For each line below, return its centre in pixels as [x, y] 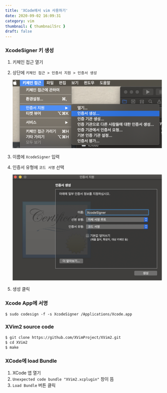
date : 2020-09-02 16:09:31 [33, 16]
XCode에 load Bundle [31, 361]
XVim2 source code [30, 327]
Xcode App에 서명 [27, 303]
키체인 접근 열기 [28, 62]
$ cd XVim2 [16, 343]
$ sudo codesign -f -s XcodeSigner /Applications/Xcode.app [69, 314]
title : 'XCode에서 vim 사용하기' [37, 10]
